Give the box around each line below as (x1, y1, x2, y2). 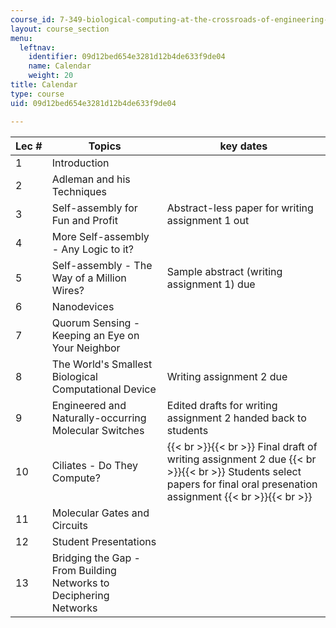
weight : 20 (28, 71, 74, 81)
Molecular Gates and (51, 506, 150, 520)
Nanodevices (51, 299, 115, 313)
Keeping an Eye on (51, 328, 140, 342)
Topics (88, 139, 122, 153)
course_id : (10, 14, 56, 25)
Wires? (51, 283, 85, 297)
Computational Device (51, 382, 157, 396)
